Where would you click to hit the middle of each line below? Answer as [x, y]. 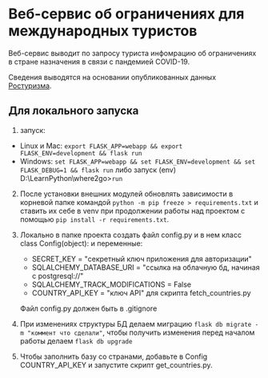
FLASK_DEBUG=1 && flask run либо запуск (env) [98, 170]
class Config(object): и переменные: [81, 243]
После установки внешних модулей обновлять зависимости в [126, 194]
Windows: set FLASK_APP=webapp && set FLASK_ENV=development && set [138, 161]
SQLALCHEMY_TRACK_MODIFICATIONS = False [112, 284]
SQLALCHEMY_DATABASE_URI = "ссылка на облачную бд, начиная [146, 267]
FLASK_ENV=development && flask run [81, 153]
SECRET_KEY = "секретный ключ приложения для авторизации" [142, 259]
